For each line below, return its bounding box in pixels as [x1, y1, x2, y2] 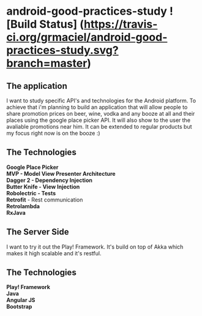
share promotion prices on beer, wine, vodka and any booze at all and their [6, 110, 195, 117]
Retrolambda [6, 202, 40, 209]
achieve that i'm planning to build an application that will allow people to [6, 103, 188, 111]
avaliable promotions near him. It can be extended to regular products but [6, 123, 192, 130]
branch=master [6, 56, 88, 70]
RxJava [6, 209, 26, 216]
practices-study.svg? [6, 43, 119, 58]
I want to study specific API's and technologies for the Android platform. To [6, 97, 196, 104]
